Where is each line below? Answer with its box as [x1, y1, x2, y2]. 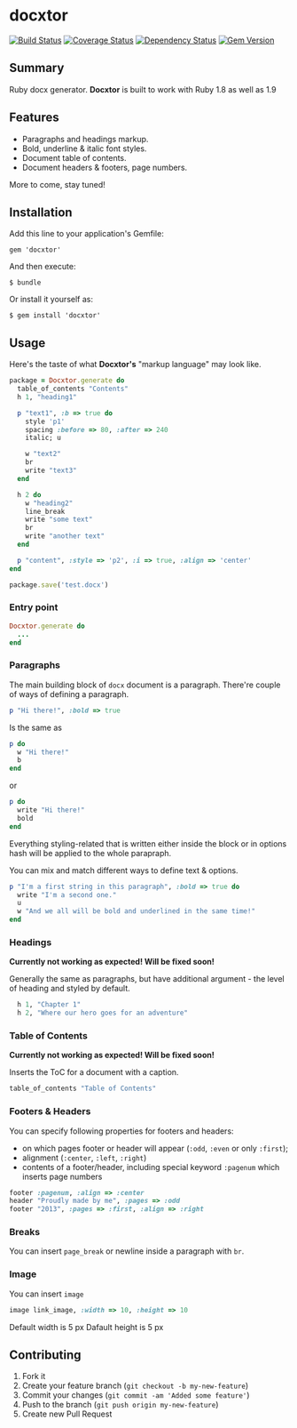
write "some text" [25, 515, 93, 525]
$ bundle [9, 278, 42, 287]
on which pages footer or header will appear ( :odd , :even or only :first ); [21, 1143, 288, 1153]
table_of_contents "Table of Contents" [9, 1084, 157, 1094]
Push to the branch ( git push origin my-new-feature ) [21, 1400, 219, 1410]
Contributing [9, 1348, 82, 1363]
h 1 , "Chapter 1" [17, 1000, 82, 1009]
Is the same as [9, 722, 62, 733]
